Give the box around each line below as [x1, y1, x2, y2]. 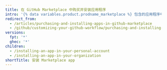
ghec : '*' [9, 39, 30, 44]
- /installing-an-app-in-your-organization [9, 53, 101, 58]
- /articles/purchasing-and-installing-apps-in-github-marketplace [9, 21, 153, 26]
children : [5, 44, 26, 49]
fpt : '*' [9, 35, 28, 40]
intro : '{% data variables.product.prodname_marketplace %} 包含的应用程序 [5, 12, 161, 17]
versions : [5, 30, 26, 35]
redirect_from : [5, 16, 37, 21]
